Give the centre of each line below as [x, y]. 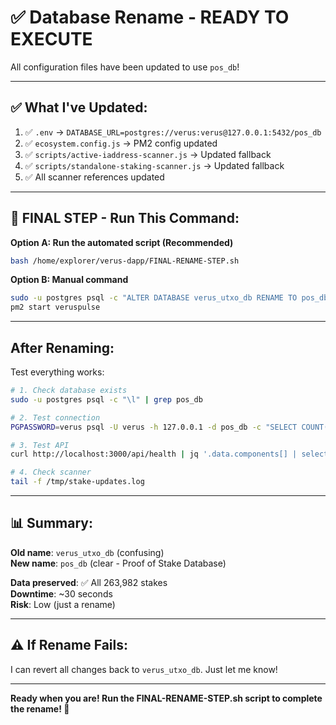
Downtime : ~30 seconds [61, 593]
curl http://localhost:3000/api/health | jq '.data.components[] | [154, 454]
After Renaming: [62, 347]
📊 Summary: [51, 523]
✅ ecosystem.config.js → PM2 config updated [121, 143]
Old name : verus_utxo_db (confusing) [87, 552]
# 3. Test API [40, 445]
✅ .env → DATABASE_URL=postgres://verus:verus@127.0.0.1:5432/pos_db [173, 132]
